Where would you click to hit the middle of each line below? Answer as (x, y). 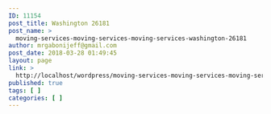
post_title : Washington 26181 (59, 23)
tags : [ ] (25, 90)
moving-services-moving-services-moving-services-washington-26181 (131, 38)
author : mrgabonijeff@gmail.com (63, 46)
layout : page (30, 61)
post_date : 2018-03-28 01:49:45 (63, 53)
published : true (35, 83)
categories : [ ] (35, 98)
